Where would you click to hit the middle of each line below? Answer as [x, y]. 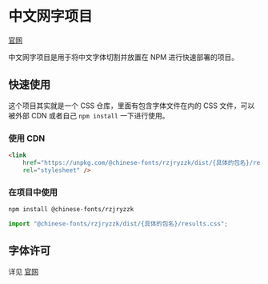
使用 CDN [27, 138]
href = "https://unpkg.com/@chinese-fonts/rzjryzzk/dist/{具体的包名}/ [138, 162]
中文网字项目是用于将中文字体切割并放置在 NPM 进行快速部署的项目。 [124, 57]
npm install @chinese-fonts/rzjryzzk [71, 209]
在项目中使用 [33, 192]
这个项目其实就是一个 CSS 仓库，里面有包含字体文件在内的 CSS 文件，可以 [132, 106]
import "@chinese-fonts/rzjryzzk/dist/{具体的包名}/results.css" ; [118, 224]
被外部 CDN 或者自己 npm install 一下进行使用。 [89, 115]
